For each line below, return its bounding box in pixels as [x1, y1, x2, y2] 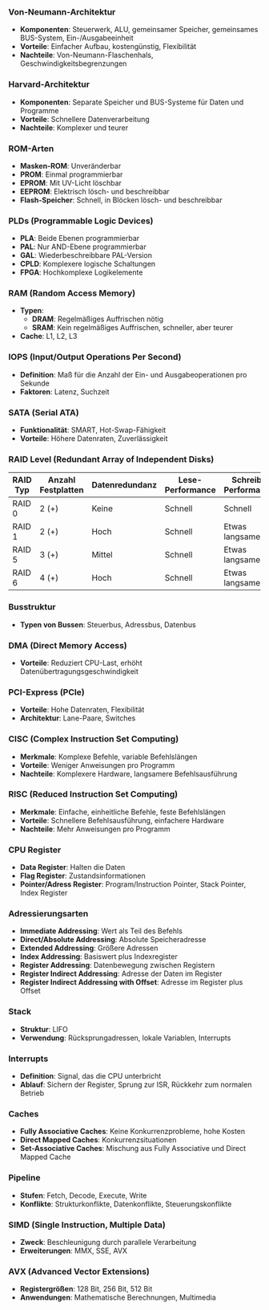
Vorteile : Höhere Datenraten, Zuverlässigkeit [19, 434, 168, 443]
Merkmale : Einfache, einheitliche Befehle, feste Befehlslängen [19, 806, 226, 817]
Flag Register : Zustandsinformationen [19, 871, 146, 881]
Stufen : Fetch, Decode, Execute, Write [19, 1190, 147, 1200]
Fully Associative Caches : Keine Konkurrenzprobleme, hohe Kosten [19, 1127, 246, 1137]
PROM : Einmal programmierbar [19, 169, 123, 179]
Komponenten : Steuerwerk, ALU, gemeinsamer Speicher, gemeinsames [19, 25, 259, 35]
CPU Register [8, 844, 62, 855]
